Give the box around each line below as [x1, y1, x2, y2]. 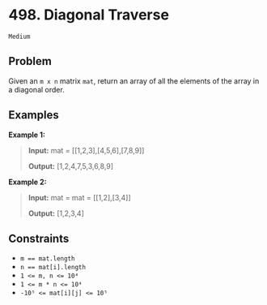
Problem [8, 54, 53, 68]
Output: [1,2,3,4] [28, 208, 85, 218]
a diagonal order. [8, 84, 65, 94]
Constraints [8, 231, 70, 245]
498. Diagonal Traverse [8, 6, 170, 24]
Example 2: [8, 177, 47, 187]
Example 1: [8, 130, 46, 140]
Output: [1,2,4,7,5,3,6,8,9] [28, 161, 114, 171]
